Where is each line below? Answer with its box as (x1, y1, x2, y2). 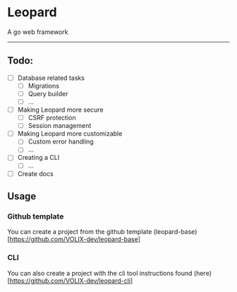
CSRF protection (28, 114, 76, 122)
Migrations (28, 81, 60, 90)
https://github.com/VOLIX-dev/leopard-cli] (9, 276, 133, 285)
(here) (193, 269, 212, 277)
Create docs (17, 169, 54, 177)
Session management (28, 122, 92, 130)
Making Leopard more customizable (17, 129, 123, 138)
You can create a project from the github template (7, 228, 152, 236)
